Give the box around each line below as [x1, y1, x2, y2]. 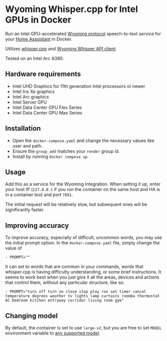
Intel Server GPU [12, 99, 47, 105]
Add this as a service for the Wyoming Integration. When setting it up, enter [5, 181, 161, 187]
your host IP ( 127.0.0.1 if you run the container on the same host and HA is [5, 186, 160, 192]
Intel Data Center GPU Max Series [12, 109, 82, 115]
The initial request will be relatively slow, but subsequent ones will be [5, 201, 147, 207]
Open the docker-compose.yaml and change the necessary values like [12, 137, 154, 143]
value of [5, 245, 22, 251]
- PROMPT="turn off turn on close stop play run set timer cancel [5, 289, 146, 294]
